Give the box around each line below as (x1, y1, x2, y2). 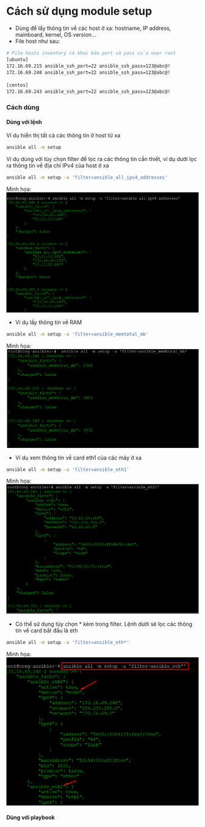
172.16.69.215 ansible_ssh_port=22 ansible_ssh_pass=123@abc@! (6, 63, 171, 69)
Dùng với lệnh (6, 118, 43, 126)
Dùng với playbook (6, 814, 55, 822)
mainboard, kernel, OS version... (15, 31, 96, 38)
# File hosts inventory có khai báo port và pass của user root (6, 50, 176, 56)
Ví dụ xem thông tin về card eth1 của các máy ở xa (15, 453, 142, 461)
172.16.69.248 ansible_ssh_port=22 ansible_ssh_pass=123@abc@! (6, 69, 171, 76)
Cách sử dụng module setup (6, 4, 153, 18)
